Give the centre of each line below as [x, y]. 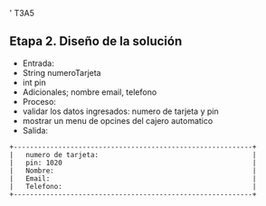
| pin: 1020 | [133, 163]
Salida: [35, 130]
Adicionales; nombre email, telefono [90, 92]
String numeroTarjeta [62, 72]
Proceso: [39, 101]
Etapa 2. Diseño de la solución [96, 41]
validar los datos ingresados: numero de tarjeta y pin [120, 111]
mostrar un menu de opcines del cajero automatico [118, 120]
